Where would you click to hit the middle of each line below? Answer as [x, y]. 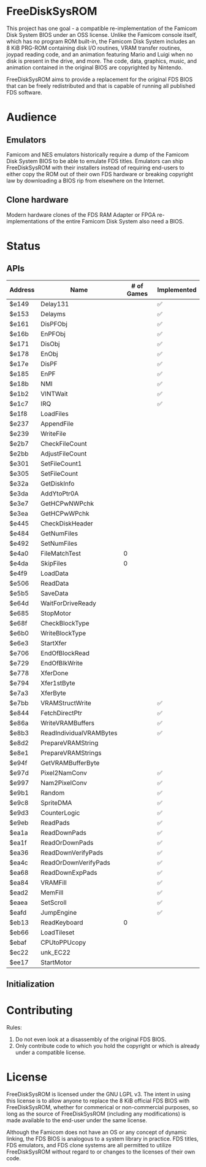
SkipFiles [54, 563]
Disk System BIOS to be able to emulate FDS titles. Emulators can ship [95, 161]
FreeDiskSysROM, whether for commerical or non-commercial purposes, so [102, 1107]
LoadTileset [58, 932]
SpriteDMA [56, 802]
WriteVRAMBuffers [68, 723]
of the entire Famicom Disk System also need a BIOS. [117, 221]
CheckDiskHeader [67, 523]
